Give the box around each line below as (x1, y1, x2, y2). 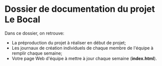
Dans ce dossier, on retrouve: (4, 30, 65, 36)
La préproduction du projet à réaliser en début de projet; (11, 39, 126, 45)
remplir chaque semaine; (11, 50, 63, 56)
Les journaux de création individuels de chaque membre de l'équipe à (11, 45, 154, 51)
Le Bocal (4, 14, 40, 25)
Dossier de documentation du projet (4, 3, 155, 15)
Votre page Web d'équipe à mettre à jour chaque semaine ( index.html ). (11, 55, 157, 61)
